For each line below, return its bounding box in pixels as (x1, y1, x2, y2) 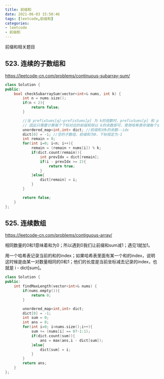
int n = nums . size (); (22, 96, 67, 101)
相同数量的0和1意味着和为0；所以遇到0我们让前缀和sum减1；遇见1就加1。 (5, 242, 153, 248)
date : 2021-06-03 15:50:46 (5, 12, 60, 17)
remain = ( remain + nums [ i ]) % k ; (31, 146, 102, 150)
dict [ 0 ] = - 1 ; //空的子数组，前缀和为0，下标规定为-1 (22, 132, 123, 137)
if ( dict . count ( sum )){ (31, 333, 76, 338)
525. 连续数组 (5, 219, 46, 227)
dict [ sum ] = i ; (40, 347, 71, 352)
